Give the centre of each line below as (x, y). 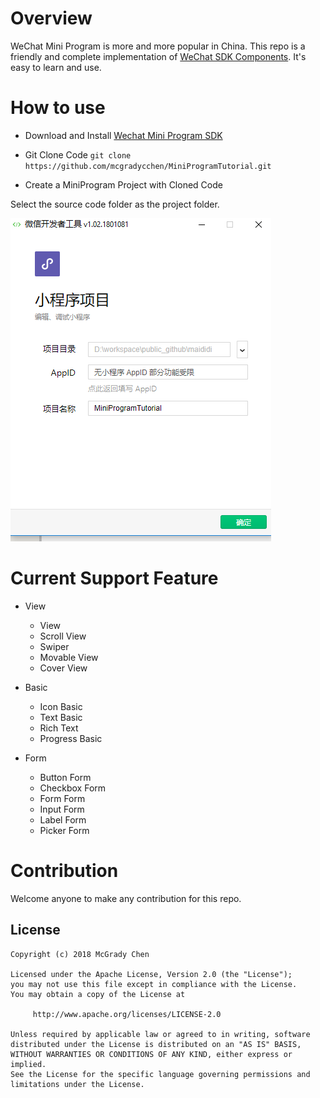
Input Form (62, 809)
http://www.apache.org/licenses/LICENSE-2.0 (127, 1014)
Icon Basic (61, 706)
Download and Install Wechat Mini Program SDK (123, 135)
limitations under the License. (77, 1084)
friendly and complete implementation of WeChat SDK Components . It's (158, 56)
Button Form (65, 777)
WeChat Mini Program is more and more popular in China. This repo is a (158, 46)
